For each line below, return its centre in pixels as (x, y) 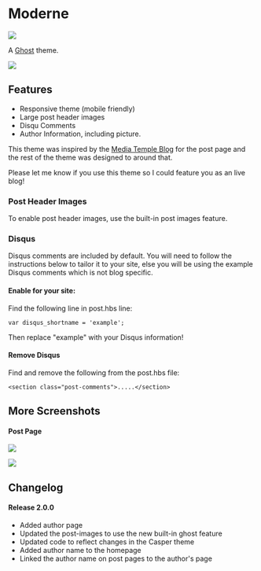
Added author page (51, 525)
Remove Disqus (34, 355)
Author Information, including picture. (80, 134)
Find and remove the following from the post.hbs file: (94, 372)
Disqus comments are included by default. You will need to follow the (120, 256)
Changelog (36, 487)
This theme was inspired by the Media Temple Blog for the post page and (127, 149)
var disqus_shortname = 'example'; (66, 322)
